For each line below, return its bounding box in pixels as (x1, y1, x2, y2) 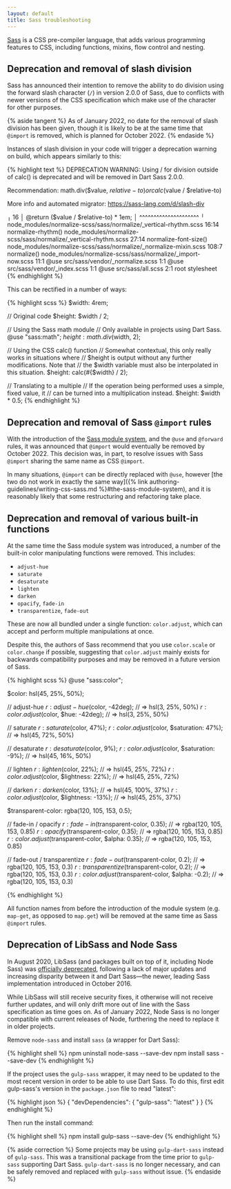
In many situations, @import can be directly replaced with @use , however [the (7, 470, 223, 479)
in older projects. (7, 1022, 55, 1031)
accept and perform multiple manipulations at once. (7, 627, 154, 635)
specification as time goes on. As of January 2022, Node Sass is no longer (7, 1007, 220, 1015)
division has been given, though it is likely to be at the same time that (7, 124, 203, 132)
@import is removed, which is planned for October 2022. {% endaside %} (7, 131, 214, 140)
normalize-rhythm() (7, 228, 63, 236)
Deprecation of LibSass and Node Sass (7, 939, 178, 951)
